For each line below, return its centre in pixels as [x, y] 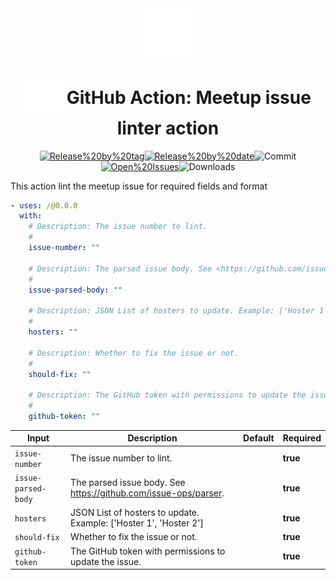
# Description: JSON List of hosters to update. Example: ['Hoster [171, 311]
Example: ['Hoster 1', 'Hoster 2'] [137, 523]
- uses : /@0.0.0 [44, 205]
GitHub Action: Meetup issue [189, 97]
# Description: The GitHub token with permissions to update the [167, 395]
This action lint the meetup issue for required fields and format [139, 186]
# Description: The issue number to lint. [118, 227]
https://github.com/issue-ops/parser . [147, 493]
